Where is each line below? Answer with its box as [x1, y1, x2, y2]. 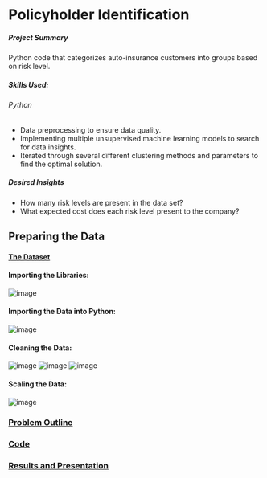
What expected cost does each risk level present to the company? [19, 206, 240, 216]
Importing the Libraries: [8, 271, 90, 280]
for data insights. [19, 142, 76, 152]
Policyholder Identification [8, 6, 190, 24]
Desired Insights [8, 178, 64, 187]
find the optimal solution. [19, 159, 103, 169]
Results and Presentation [8, 460, 109, 472]
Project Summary [8, 32, 68, 42]
